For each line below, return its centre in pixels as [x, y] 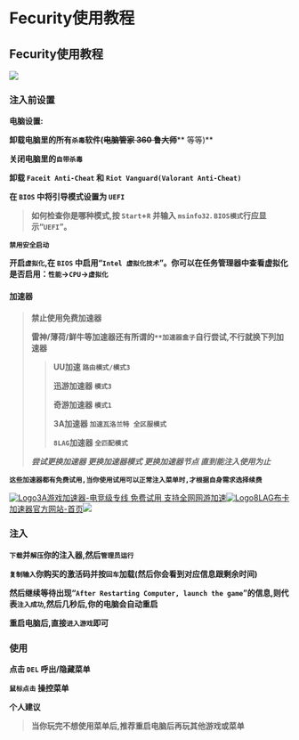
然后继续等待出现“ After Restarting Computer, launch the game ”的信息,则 [145, 592]
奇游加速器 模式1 [82, 404]
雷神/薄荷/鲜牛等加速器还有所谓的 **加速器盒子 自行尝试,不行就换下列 [154, 337]
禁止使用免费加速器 [66, 318]
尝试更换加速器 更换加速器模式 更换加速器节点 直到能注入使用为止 [151, 461]
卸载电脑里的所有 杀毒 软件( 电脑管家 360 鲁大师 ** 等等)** [111, 140]
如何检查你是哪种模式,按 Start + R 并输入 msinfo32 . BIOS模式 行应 [145, 215]
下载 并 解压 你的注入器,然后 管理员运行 [72, 555]
